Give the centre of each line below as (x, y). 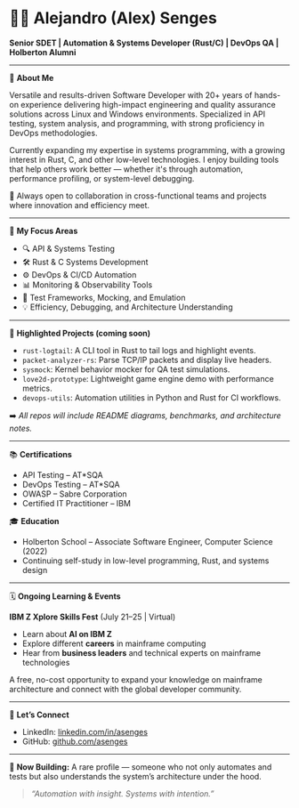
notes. (21, 428)
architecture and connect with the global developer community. (125, 689)
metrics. (37, 388)
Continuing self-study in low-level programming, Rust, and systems (145, 561)
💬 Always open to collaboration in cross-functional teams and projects (138, 196)
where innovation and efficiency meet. (79, 205)
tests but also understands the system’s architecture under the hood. (136, 776)
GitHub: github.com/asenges (75, 741)
